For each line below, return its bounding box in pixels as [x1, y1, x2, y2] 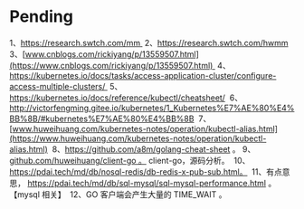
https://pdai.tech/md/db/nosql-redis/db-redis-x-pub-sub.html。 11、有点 [9, 166, 282, 177]
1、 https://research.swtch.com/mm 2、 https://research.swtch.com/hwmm [9, 37, 289, 48]
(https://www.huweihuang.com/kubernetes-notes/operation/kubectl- [9, 133, 267, 144]
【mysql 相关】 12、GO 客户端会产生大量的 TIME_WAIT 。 [9, 188, 227, 200]
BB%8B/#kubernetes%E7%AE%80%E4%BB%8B [9, 113, 195, 124]
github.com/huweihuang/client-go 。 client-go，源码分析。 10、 [9, 155, 251, 166]
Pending [9, 6, 74, 27]
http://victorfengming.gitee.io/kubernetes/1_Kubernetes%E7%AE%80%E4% [9, 102, 295, 113]
